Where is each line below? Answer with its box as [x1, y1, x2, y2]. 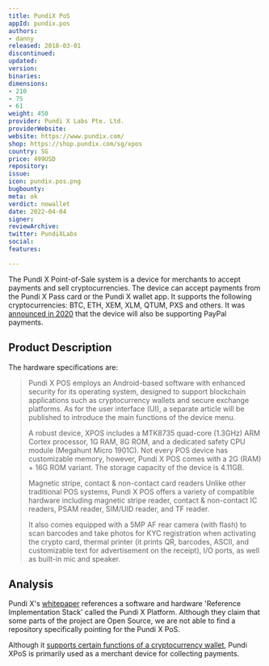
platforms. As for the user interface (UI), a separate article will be [27, 404, 245, 414]
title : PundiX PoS [8, 11, 70, 20]
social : [8, 238, 35, 246]
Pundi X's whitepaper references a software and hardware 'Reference [8, 599, 241, 609]
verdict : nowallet [8, 200, 70, 208]
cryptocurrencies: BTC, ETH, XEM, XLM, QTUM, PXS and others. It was [8, 300, 246, 310]
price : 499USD [8, 155, 57, 163]
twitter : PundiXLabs [8, 230, 78, 239]
